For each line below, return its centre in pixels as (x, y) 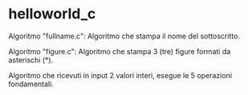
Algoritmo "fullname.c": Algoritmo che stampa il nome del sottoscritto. (124, 36)
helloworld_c (52, 14)
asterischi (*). (31, 60)
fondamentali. (31, 84)
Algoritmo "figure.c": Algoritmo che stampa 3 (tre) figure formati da (120, 51)
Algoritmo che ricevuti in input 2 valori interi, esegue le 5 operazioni (120, 75)
